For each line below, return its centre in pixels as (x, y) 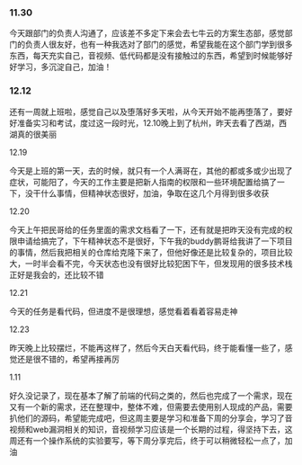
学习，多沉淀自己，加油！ (64, 67)
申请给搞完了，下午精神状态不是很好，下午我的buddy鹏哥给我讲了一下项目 (155, 241)
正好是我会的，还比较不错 (57, 274)
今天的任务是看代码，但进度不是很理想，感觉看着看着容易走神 (124, 311)
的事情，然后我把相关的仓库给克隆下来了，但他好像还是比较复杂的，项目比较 (151, 252)
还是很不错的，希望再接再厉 (68, 359)
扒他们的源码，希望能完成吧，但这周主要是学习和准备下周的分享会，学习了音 (151, 418)
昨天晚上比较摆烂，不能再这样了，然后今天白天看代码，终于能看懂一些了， (147, 347)
